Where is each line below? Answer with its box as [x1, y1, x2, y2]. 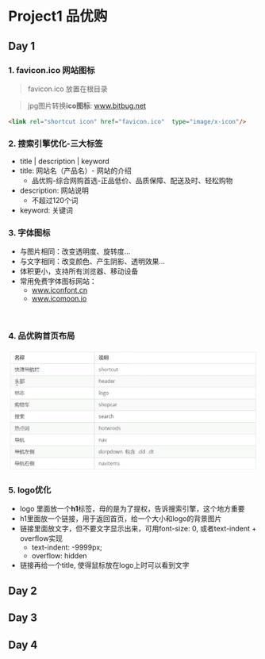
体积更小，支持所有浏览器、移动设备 [19, 266, 139, 276]
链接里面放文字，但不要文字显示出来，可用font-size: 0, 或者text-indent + [19, 524, 257, 534]
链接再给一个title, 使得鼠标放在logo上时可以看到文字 [19, 561, 190, 570]
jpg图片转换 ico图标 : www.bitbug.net [27, 101, 147, 110]
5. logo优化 [8, 485, 52, 496]
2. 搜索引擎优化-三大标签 [8, 138, 103, 149]
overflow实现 [19, 534, 63, 543]
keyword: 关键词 [19, 205, 74, 215]
